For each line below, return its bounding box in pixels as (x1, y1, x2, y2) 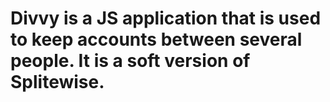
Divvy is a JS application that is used (10, 7, 322, 30)
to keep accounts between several (10, 28, 303, 51)
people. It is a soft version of (10, 50, 251, 72)
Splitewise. (10, 71, 105, 94)
